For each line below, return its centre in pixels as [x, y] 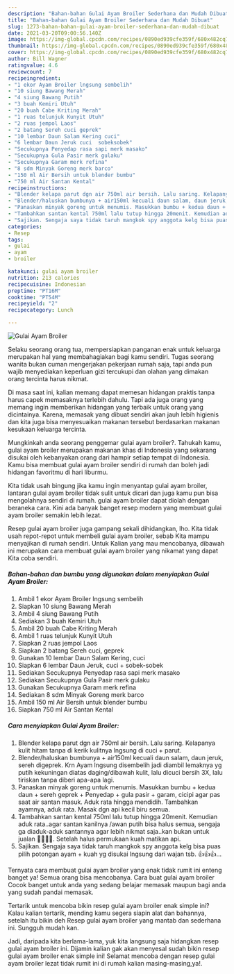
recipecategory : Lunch [41, 310]
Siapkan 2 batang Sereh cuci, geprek [71, 650]
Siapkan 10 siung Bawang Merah [65, 606]
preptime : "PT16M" [34, 291]
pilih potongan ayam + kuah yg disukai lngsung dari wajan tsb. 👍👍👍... [120, 854]
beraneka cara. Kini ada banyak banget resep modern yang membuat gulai [115, 508]
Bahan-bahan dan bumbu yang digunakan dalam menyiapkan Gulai [109, 574]
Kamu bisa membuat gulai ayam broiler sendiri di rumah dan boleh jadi [108, 465]
